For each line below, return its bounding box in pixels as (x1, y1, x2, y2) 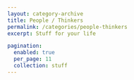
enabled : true (13, 49, 55, 56)
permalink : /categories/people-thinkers (7, 23, 128, 30)
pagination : (7, 43, 42, 50)
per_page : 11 (13, 55, 52, 63)
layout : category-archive (7, 10, 83, 18)
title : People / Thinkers (7, 17, 83, 24)
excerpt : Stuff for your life (7, 29, 97, 37)
